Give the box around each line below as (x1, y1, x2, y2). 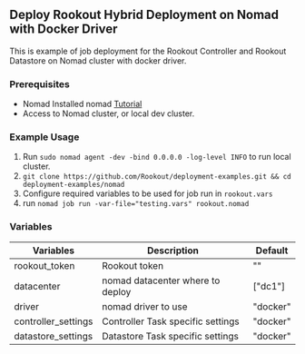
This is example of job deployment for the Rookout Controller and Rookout (9, 45, 287, 56)
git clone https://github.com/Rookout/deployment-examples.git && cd (22, 172, 292, 182)
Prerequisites (9, 77, 70, 90)
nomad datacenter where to (102, 274, 221, 287)
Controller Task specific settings (102, 315, 241, 328)
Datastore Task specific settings (102, 329, 239, 342)
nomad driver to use (102, 300, 188, 312)
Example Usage (9, 131, 80, 143)
